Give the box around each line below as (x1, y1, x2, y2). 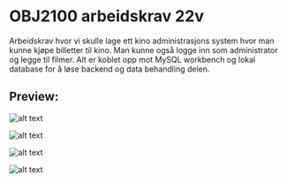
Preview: (9, 89, 59, 104)
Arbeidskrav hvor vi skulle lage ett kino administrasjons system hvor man (9, 35, 275, 46)
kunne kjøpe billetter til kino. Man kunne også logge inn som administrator (9, 44, 278, 55)
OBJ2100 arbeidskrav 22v (9, 6, 205, 27)
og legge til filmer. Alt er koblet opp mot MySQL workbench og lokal (9, 54, 256, 65)
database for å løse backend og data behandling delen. (9, 64, 210, 74)
